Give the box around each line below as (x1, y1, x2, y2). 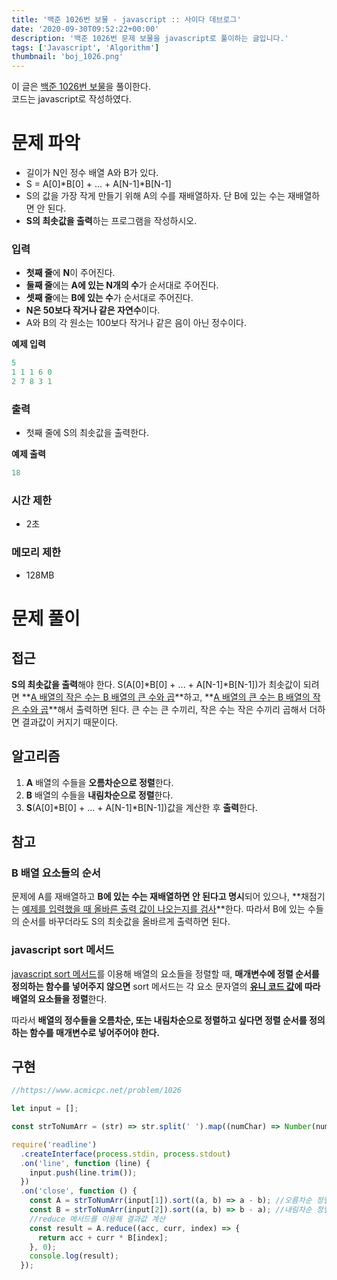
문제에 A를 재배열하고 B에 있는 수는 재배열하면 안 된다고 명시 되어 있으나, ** (11, 891, 301, 903)
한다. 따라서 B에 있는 (224, 903, 306, 915)
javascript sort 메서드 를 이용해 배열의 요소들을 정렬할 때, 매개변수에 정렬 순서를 (11, 967, 320, 980)
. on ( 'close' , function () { (20, 1186, 138, 1196)
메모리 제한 (11, 546, 62, 560)
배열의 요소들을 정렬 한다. (11, 992, 108, 1005)
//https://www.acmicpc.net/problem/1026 (11, 1086, 183, 1096)
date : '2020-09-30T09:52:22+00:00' (11, 24, 160, 34)
